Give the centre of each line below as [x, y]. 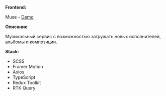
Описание [16, 27]
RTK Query [24, 88]
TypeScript [24, 77]
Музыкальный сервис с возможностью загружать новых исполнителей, [83, 36]
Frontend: [16, 7]
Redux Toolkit [27, 83]
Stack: [12, 52]
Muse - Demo [19, 17]
